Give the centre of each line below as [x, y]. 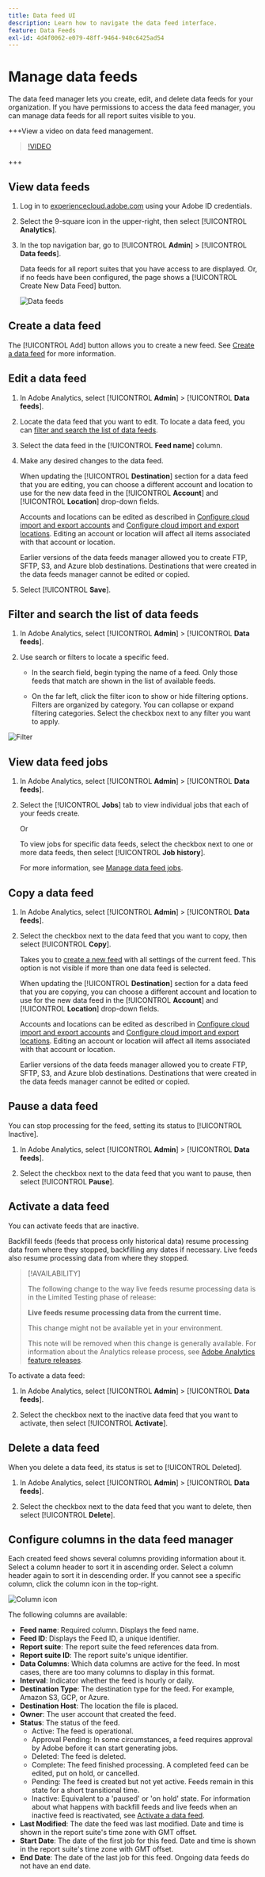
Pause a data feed [53, 1106]
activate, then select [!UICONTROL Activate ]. [94, 1423]
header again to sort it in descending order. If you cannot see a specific [125, 1576]
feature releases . [55, 1360]
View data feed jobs [58, 762]
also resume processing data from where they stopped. [98, 1257]
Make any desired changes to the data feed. [91, 460]
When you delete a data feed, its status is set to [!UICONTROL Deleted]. [125, 1467]
